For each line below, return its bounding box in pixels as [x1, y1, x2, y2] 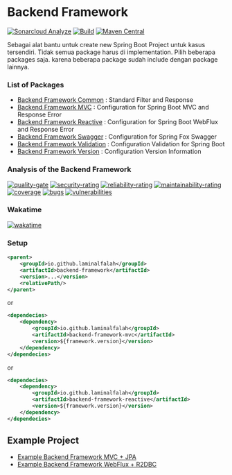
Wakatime [7, 205, 42, 215]
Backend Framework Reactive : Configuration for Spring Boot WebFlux [17, 118, 219, 126]
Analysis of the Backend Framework [7, 164, 132, 174]
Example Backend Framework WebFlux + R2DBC [17, 460, 157, 469]
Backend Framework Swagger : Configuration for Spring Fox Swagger [17, 132, 217, 141]
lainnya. [7, 62, 30, 71]
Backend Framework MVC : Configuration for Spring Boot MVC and [17, 103, 209, 112]
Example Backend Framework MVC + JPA [17, 453, 136, 461]
